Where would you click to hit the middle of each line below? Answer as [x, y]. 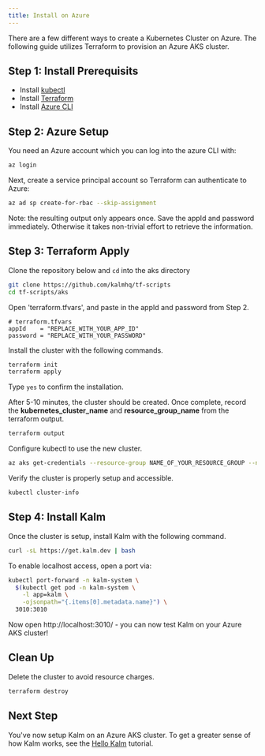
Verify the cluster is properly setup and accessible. [91, 478]
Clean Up [31, 658]
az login [22, 165]
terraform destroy [38, 691]
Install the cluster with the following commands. [86, 350]
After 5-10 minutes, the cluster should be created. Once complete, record [127, 402]
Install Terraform [47, 99]
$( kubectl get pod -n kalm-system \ [75, 588]
